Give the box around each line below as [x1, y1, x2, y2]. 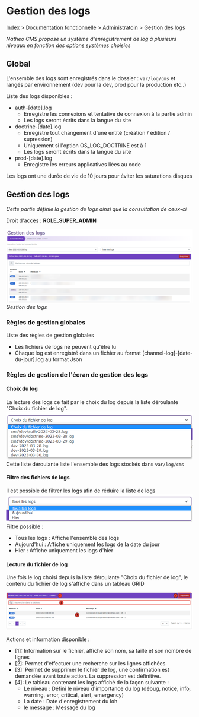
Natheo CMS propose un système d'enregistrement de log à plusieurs [6, 35, 177, 42]
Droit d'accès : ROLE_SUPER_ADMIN [6, 217, 97, 224]
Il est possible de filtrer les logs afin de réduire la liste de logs [6, 487, 156, 494]
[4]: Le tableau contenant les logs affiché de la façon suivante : [14, 678, 169, 686]
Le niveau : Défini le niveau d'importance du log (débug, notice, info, [23, 685, 191, 692]
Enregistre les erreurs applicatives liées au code [23, 160, 141, 168]
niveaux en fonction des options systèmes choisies [6, 42, 131, 49]
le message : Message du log [23, 704, 96, 711]
